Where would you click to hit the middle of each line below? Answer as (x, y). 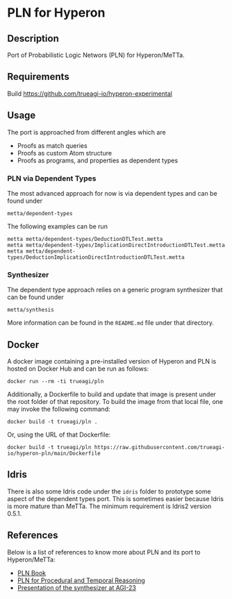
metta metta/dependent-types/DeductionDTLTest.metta (85, 239)
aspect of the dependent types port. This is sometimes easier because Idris (116, 498)
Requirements (38, 77)
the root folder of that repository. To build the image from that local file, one (115, 402)
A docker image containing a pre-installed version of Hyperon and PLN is (112, 362)
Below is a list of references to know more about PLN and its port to (104, 552)
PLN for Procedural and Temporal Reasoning (81, 580)
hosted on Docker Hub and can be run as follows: (78, 369)
